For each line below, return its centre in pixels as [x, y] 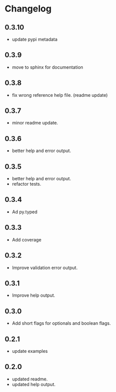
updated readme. [30, 379]
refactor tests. [26, 184]
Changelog [28, 9]
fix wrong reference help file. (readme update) [60, 95]
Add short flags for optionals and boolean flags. [61, 323]
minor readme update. [35, 123]
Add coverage [27, 239]
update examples [30, 351]
